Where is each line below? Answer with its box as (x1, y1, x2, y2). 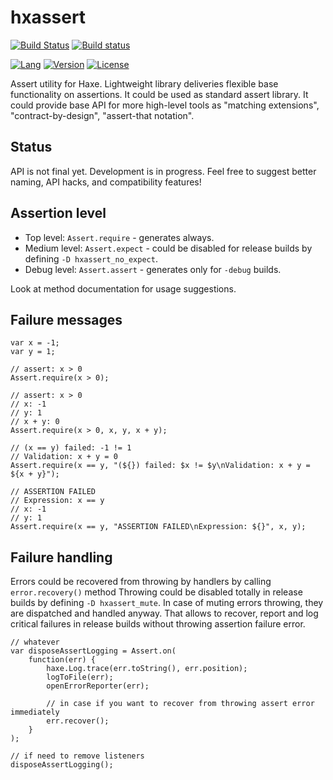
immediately (10, 707, 60, 718)
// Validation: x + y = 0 (10, 452, 118, 462)
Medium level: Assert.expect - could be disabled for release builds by (24, 242, 313, 254)
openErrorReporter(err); (46, 681, 150, 691)
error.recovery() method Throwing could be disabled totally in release (10, 586, 303, 598)
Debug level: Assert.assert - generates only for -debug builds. (24, 263, 282, 275)
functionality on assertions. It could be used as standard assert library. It (10, 88, 309, 100)
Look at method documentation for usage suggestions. (10, 282, 237, 295)
